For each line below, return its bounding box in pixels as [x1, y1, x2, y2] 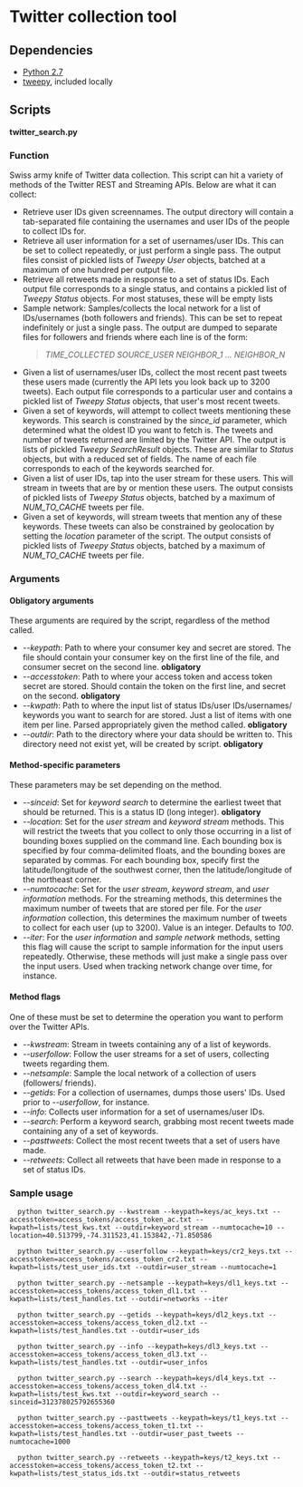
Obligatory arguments [9, 595, 95, 606]
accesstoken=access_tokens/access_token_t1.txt [9, 1421, 193, 1430]
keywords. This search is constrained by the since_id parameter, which [22, 415, 288, 426]
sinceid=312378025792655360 [9, 1397, 116, 1406]
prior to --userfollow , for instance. [22, 1096, 150, 1107]
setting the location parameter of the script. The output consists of [22, 530, 271, 541]
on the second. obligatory [22, 691, 121, 702]
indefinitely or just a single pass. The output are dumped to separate [22, 322, 278, 333]
